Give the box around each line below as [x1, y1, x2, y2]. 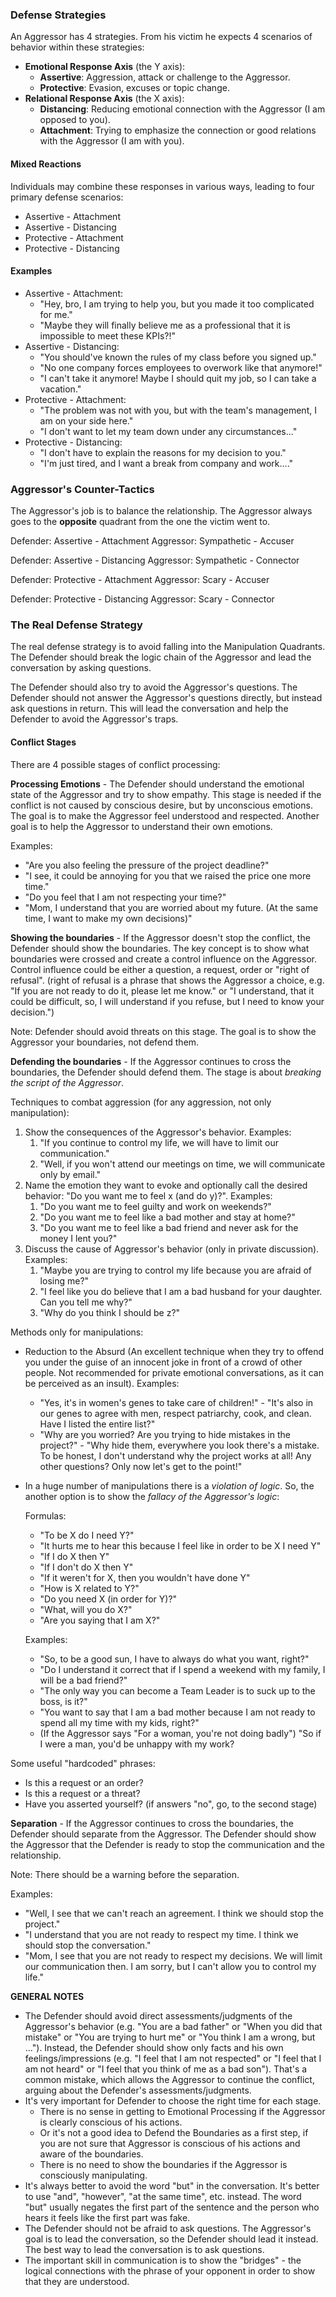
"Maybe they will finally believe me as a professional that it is [39, 319, 291, 331]
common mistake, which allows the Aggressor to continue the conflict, [24, 2073, 315, 2085]
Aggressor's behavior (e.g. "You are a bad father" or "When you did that [24, 2020, 323, 2032]
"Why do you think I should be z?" [39, 1306, 181, 1318]
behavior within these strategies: [10, 41, 145, 53]
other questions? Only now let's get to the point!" [39, 1460, 243, 1472]
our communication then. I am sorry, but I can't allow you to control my [24, 1960, 317, 1972]
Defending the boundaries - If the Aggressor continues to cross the [10, 1055, 292, 1067]
